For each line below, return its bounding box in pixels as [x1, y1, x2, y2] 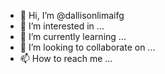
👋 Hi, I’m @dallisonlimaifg [19, 10, 125, 21]
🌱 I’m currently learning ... [19, 31, 127, 42]
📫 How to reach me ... [19, 53, 113, 64]
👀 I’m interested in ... [19, 20, 105, 32]
